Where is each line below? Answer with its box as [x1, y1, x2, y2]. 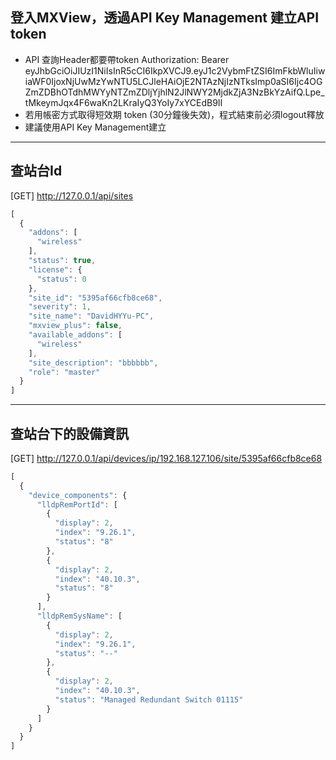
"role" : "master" [28, 367, 101, 377]
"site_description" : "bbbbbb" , [28, 358, 159, 368]
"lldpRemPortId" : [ [36, 499, 118, 510]
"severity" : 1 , [28, 302, 92, 312]
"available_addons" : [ [28, 330, 123, 340]
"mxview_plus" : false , [28, 321, 123, 331]
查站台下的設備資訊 [10, 425, 129, 442]
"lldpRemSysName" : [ [36, 611, 123, 622]
